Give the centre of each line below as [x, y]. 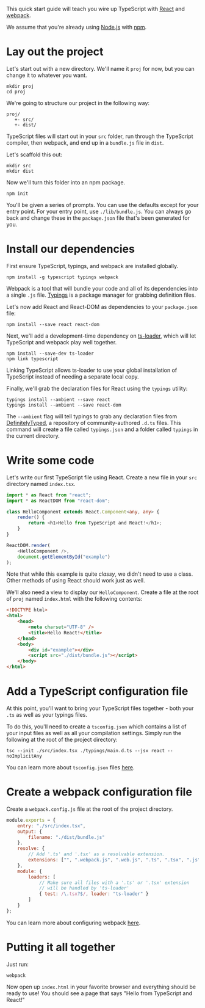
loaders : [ [42, 877]
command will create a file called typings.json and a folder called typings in [102, 429]
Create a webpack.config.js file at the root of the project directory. [90, 809]
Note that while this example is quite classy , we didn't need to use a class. [100, 574]
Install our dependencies [71, 249]
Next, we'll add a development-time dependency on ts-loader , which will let [101, 336]
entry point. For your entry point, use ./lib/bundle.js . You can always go [99, 211]
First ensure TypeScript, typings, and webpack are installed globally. [92, 266]
